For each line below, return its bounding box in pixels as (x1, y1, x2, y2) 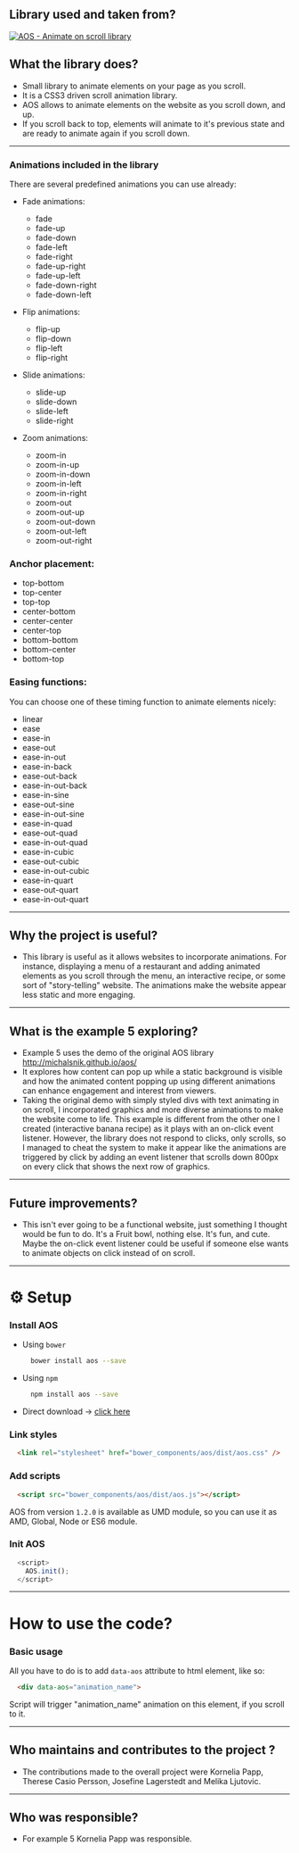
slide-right (35, 415, 74, 426)
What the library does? (9, 57, 139, 72)
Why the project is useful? (9, 927, 158, 943)
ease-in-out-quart (21, 893, 89, 904)
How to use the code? (9, 1613, 174, 1633)
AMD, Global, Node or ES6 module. (9, 1516, 138, 1526)
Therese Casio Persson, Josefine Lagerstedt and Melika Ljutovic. (21, 1775, 261, 1786)
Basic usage (9, 1645, 64, 1658)
